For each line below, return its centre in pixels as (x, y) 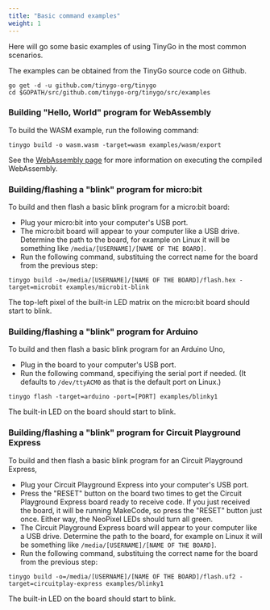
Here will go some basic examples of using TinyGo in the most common (127, 46)
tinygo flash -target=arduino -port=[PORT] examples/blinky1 (113, 397)
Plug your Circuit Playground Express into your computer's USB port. (134, 484)
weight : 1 (25, 23)
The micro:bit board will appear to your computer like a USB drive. (130, 232)
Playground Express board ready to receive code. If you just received (135, 502)
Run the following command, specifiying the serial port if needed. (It (133, 374)
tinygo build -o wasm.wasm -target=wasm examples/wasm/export (115, 145)
